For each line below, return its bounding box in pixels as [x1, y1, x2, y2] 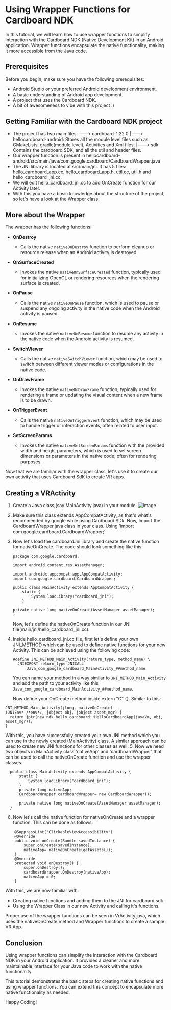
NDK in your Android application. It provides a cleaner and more [5, 957, 140, 963]
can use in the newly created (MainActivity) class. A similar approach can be [5, 738, 166, 744]
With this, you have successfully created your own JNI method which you [5, 732, 160, 739]
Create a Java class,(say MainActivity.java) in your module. [12, 502, 137, 509]
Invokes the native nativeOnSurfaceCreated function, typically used [20, 269, 161, 276]
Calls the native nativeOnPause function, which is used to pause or [20, 300, 159, 306]
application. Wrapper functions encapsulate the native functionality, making [5, 42, 164, 48]
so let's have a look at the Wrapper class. [12, 196, 100, 202]
